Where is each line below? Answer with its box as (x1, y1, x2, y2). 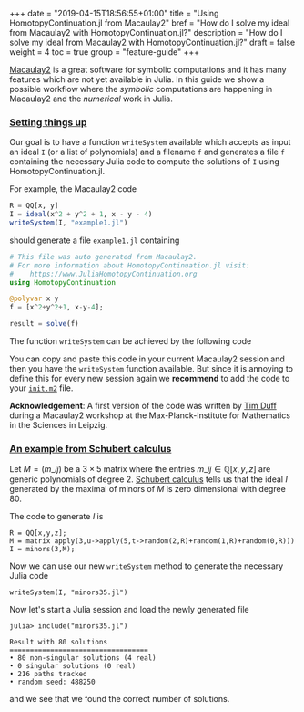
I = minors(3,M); (9, 545, 76, 554)
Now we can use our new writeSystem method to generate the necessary (9, 560, 284, 571)
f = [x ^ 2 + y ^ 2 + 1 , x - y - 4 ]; (9, 303, 104, 312)
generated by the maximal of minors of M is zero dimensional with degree (9, 484, 287, 495)
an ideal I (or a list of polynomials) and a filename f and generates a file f (9, 146, 285, 158)
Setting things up (9, 116, 87, 129)
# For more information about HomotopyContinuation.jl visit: (9, 260, 250, 270)
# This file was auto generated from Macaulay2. (9, 252, 198, 261)
